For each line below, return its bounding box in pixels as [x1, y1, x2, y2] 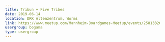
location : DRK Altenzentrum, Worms [5, 16, 78, 21]
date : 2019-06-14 [5, 12, 41, 16]
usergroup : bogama [5, 25, 43, 30]
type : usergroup [5, 29, 38, 34]
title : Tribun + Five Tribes [5, 7, 65, 12]
